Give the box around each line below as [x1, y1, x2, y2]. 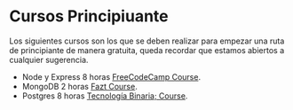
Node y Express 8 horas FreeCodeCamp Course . [21, 71, 202, 82]
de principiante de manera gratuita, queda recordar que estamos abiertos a [9, 44, 285, 55]
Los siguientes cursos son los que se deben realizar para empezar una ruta [9, 35, 285, 46]
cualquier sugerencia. [9, 54, 89, 65]
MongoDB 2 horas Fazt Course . [21, 81, 138, 91]
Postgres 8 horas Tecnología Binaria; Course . [21, 90, 188, 101]
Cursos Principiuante [9, 6, 169, 27]
